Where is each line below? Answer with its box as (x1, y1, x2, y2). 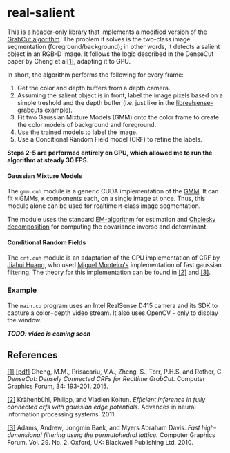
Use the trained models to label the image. (17, 128, 138, 136)
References (7, 349, 58, 361)
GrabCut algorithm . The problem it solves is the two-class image (7, 35, 191, 43)
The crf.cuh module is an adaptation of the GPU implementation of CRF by (7, 253, 220, 262)
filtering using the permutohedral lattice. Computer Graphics (43, 431, 215, 439)
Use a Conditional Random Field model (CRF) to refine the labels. (17, 135, 202, 143)
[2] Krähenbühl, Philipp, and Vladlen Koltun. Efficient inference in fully (7, 396, 206, 404)
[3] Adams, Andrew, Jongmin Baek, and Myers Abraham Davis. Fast (7, 423, 200, 432)
